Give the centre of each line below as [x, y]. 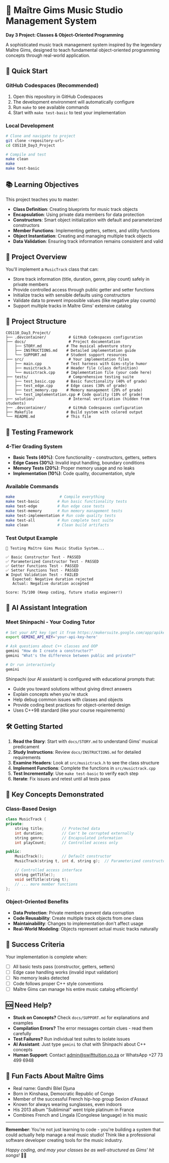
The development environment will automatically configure [73, 102]
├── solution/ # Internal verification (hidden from [78, 399]
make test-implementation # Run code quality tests [61, 515]
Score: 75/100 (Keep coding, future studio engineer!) [64, 592]
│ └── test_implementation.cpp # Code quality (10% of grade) [74, 395]
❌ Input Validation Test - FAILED [42, 575]
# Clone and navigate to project [41, 136]
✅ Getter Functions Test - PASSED [42, 566]
